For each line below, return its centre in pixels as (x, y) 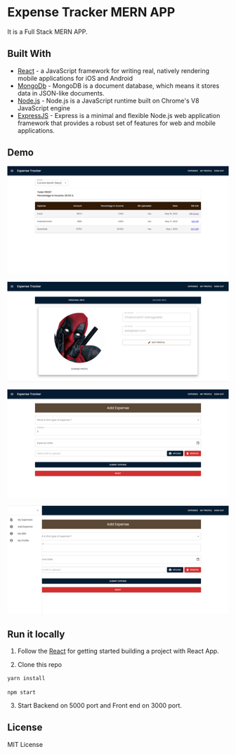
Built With (29, 54)
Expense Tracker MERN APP (91, 12)
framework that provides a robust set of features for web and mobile (117, 123)
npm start (22, 692)
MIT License (25, 744)
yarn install (26, 678)
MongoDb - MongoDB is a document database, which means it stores (118, 86)
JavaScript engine (44, 108)
